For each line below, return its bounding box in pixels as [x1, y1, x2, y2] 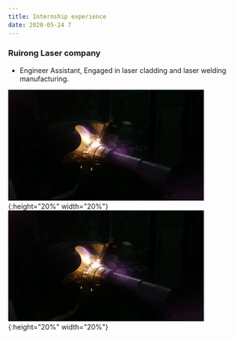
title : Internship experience [8, 13, 107, 20]
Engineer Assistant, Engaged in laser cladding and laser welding [19, 65, 227, 75]
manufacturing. [19, 74, 69, 83]
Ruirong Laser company [8, 48, 101, 59]
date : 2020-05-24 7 [8, 20, 72, 29]
